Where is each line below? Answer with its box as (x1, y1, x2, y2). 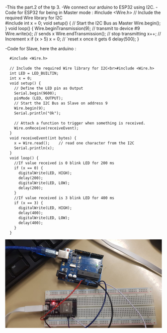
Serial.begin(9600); (14, 91, 57, 96)
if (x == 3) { (14, 200, 43, 205)
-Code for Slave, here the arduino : (5, 46, 77, 51)
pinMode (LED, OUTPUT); (14, 96, 64, 101)
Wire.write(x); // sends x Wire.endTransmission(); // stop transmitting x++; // (5, 31, 162, 36)
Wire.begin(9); (14, 106, 46, 111)
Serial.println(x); (14, 146, 55, 151)
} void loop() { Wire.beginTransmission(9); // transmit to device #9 (5, 25, 140, 31)
